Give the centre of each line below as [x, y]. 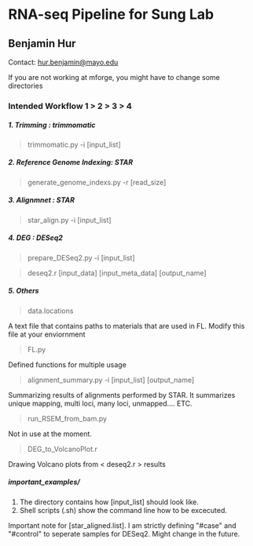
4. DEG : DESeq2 [35, 238]
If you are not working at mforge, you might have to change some [114, 77]
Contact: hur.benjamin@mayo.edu [63, 62]
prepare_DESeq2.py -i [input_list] [81, 257]
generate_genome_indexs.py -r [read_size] [97, 182]
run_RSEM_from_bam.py [67, 418]
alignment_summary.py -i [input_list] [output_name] [111, 380]
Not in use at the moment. [50, 434]
